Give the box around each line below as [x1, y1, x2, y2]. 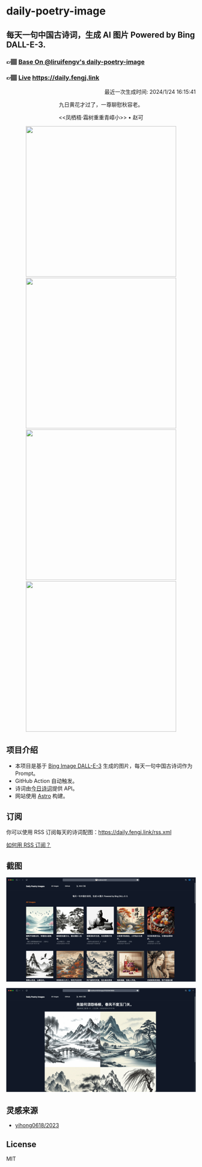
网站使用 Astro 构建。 [14, 792, 69, 799]
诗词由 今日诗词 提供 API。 [14, 785, 78, 792]
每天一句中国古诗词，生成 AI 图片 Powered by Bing [6, 30, 195, 40]
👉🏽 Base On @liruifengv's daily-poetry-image [6, 57, 145, 66]
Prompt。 [14, 770, 39, 777]
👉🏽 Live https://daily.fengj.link [6, 73, 100, 82]
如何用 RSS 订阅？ [6, 841, 51, 848]
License [6, 1139, 37, 1150]
